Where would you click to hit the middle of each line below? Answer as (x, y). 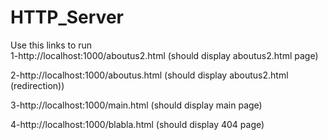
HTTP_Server (67, 17)
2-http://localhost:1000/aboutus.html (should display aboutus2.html (149, 75)
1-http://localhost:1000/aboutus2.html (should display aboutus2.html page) (164, 55)
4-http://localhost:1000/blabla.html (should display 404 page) (137, 124)
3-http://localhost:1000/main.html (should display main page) (136, 105)
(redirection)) (37, 85)
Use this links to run (51, 45)
